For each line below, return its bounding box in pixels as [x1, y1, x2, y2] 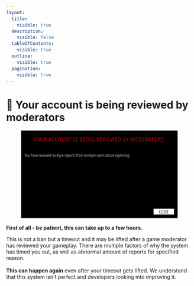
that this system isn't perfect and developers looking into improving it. [6, 273, 176, 280]
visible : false [17, 34, 54, 41]
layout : [6, 9, 25, 15]
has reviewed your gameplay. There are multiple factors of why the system [6, 242, 188, 249]
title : [11, 15, 28, 22]
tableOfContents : [11, 41, 54, 47]
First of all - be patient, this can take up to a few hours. [6, 224, 143, 231]
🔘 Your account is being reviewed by [6, 98, 189, 112]
